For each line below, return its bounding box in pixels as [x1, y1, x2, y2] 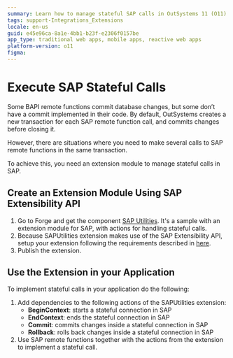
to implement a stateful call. [17, 343, 98, 352]
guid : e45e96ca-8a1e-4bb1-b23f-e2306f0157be [7, 29, 139, 37]
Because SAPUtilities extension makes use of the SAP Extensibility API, [17, 231, 223, 240]
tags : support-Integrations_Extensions [7, 17, 124, 24]
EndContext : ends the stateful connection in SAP [27, 313, 170, 322]
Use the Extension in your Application [7, 266, 175, 278]
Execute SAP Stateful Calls [7, 80, 167, 95]
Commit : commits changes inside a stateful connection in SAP [27, 321, 209, 329]
